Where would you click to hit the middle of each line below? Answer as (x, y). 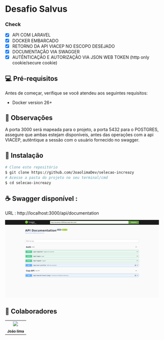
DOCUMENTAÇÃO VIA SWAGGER (46, 51)
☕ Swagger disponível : (41, 199)
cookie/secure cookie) (35, 63)
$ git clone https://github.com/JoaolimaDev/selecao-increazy (70, 172)
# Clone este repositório (31, 168)
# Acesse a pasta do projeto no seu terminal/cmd (57, 177)
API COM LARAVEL (31, 35)
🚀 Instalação (24, 155)
